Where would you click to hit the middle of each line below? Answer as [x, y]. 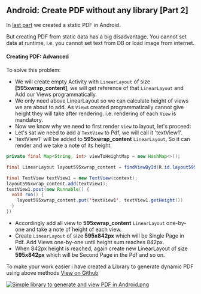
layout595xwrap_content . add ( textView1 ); [57, 184]
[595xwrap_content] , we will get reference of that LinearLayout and [99, 88]
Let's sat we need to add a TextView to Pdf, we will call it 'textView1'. [99, 133]
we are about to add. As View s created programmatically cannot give [99, 107]
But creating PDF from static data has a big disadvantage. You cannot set [97, 37]
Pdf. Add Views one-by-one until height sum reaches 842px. [89, 242]
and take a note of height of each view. [74, 229]
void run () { [28, 195]
